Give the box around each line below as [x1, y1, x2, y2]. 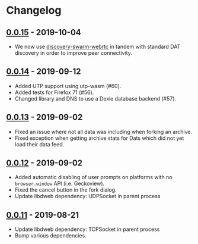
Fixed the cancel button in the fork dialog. [14, 186, 117, 193]
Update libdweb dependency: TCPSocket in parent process [14, 226, 160, 233]
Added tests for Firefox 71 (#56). [14, 89, 94, 96]
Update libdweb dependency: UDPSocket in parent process [14, 193, 161, 200]
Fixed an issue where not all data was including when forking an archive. [14, 128, 193, 135]
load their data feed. [14, 140, 65, 148]
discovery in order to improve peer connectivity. [14, 49, 132, 57]
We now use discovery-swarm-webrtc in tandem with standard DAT [14, 43, 181, 50]
